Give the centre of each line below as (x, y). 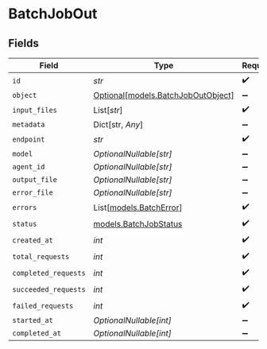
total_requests (41, 256)
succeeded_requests (49, 289)
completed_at (37, 333)
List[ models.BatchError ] (138, 207)
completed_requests (49, 273)
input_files (35, 110)
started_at (33, 320)
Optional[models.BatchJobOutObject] (164, 95)
